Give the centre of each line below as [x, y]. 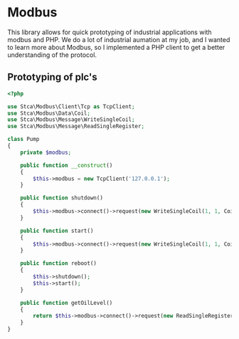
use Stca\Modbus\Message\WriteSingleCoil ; [71, 120]
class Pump [23, 140]
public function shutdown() [62, 198]
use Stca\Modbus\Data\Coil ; [49, 113]
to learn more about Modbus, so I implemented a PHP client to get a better [116, 47]
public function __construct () [67, 165]
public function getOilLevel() [67, 303]
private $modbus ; [46, 152]
